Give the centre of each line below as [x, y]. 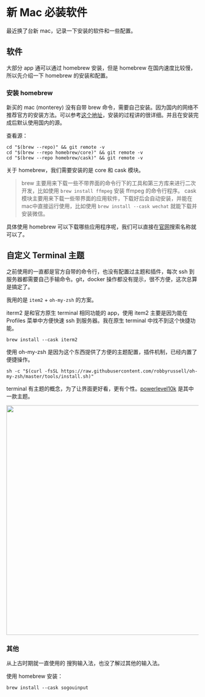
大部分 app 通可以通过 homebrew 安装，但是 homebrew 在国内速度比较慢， [101, 67]
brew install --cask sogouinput [47, 688]
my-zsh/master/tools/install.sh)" [50, 376]
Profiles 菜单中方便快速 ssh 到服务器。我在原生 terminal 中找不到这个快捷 [98, 320]
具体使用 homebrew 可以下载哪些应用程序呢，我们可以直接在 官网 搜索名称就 [101, 227]
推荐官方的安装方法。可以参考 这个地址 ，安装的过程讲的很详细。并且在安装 [100, 115]
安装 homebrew [30, 92]
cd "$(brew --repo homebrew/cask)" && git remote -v [75, 158]
